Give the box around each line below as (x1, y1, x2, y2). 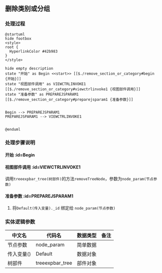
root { (5, 44, 19, 50)
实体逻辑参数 (5, 218, 36, 225)
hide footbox (5, 36, 32, 41)
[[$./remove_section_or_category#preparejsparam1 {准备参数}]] (5, 97, 133, 102)
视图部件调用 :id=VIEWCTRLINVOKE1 (5, 164, 81, 170)
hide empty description (5, 66, 54, 71)
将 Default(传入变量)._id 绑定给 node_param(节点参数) (12, 205, 116, 211)
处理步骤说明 (5, 139, 36, 146)
